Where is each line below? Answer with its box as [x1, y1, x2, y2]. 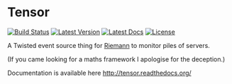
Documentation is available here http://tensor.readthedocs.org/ [7, 68, 192, 77]
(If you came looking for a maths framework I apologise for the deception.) [7, 54, 226, 64]
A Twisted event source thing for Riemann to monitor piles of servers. [7, 41, 211, 49]
